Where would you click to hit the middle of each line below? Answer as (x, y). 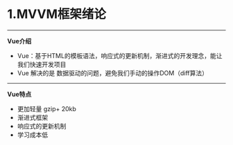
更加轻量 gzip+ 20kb (46, 108)
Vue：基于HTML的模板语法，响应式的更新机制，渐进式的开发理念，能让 (120, 55)
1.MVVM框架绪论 (57, 14)
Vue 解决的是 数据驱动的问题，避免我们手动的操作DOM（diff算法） (113, 72)
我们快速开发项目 (42, 64)
